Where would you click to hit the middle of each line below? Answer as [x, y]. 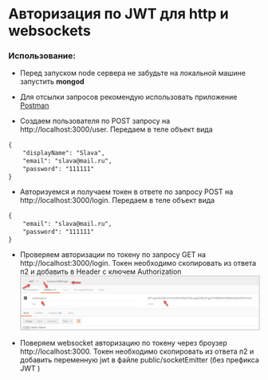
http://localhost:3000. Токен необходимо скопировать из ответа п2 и [137, 351]
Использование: [42, 56]
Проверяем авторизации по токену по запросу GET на [112, 255]
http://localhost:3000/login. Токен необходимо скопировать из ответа [138, 263]
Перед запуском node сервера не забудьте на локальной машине [132, 73]
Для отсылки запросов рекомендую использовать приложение [128, 97]
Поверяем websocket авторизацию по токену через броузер [123, 343]
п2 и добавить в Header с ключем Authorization [100, 271]
